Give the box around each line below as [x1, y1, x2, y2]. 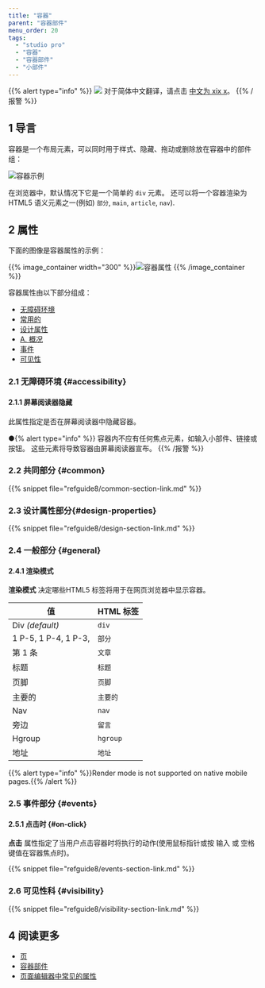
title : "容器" [8, 11, 53, 20]
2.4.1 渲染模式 [8, 565, 54, 576]
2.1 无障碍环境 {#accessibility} [8, 376, 127, 388]
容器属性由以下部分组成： [8, 288, 92, 298]
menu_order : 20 [8, 26, 59, 34]
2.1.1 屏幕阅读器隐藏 [8, 397, 73, 407]
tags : [8, 33, 26, 42]
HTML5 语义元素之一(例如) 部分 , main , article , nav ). [8, 198, 175, 207]
